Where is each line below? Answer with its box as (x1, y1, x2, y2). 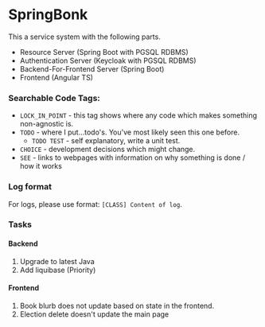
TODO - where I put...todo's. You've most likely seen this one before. (19, 127, 240, 137)
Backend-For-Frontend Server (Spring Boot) (19, 64, 165, 73)
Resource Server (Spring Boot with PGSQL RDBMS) (19, 47, 189, 56)
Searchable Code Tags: (8, 92, 101, 103)
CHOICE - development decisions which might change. (19, 145, 196, 154)
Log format (8, 181, 52, 193)
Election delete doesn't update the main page (19, 309, 170, 319)
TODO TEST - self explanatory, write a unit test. (31, 136, 181, 146)
